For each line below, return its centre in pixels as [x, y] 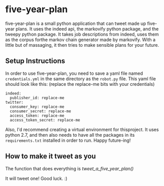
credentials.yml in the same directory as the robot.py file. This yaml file [80, 79]
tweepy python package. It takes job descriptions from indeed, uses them [82, 34]
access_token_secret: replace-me [45, 120]
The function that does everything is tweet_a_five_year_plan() [70, 168]
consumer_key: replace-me [37, 107]
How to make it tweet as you [51, 156]
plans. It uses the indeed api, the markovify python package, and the [87, 28]
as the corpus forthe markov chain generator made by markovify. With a [80, 40]
